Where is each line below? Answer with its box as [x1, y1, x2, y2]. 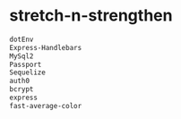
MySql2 [9, 51, 34, 61]
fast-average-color [9, 101, 82, 110]
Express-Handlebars [9, 43, 82, 52]
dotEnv [9, 35, 34, 44]
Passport [9, 60, 42, 69]
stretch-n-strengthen [9, 5, 173, 26]
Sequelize [9, 68, 47, 77]
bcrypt [9, 85, 34, 94]
